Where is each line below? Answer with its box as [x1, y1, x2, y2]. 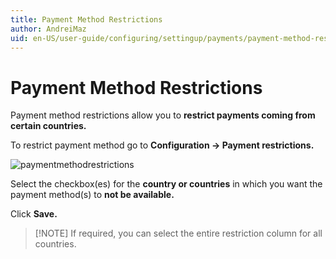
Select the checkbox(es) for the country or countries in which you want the [10, 178, 323, 190]
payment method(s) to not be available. [10, 189, 175, 201]
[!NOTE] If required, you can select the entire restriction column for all [34, 227, 323, 240]
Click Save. [10, 208, 58, 220]
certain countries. [10, 120, 87, 132]
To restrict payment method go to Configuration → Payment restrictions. [10, 139, 315, 151]
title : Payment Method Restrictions [10, 14, 163, 25]
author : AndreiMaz [10, 24, 87, 34]
